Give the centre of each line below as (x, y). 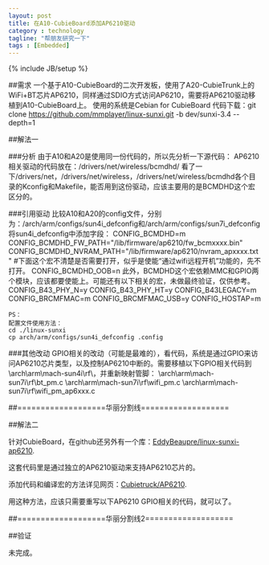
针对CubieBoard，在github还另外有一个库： (81, 442)
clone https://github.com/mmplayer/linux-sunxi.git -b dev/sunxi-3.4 (120, 114)
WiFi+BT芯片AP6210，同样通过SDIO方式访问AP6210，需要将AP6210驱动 (128, 95)
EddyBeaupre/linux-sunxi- (196, 442)
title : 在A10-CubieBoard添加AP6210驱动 (72, 23)
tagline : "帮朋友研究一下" (49, 38)
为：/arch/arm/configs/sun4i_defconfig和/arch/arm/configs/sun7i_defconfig (134, 224)
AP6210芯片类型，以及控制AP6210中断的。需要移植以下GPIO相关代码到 (133, 363)
